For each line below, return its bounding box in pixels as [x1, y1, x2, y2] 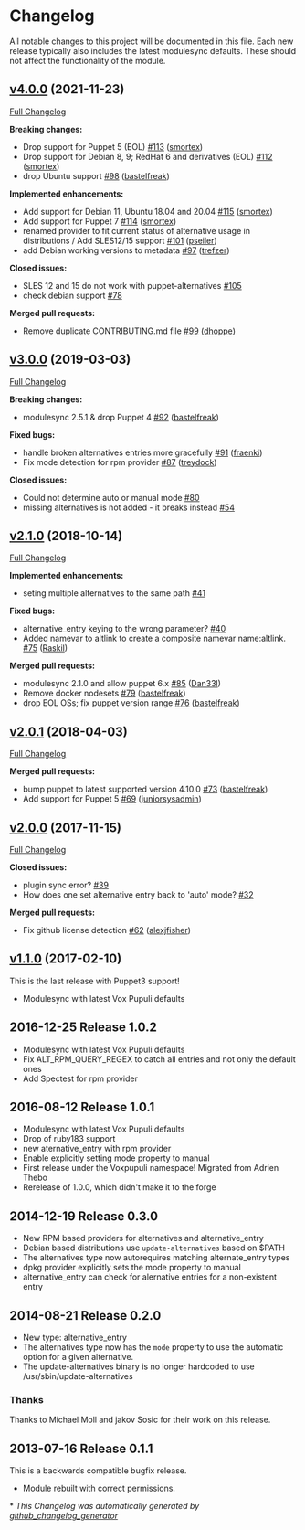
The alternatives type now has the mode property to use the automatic [22, 1342, 284, 1353]
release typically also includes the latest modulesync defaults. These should [9, 45, 297, 56]
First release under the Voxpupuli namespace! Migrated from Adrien [22, 1163, 279, 1174]
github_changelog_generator [9, 1510, 119, 1522]
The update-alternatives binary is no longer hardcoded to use [22, 1361, 255, 1372]
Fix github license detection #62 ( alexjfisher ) [22, 925, 192, 935]
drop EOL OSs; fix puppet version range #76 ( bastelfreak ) [22, 697, 240, 708]
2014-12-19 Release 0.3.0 [9, 1208, 158, 1224]
